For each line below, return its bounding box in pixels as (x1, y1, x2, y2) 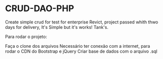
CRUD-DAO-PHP (5, 3, 74, 14)
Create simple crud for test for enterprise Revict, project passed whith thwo (5, 19, 159, 25)
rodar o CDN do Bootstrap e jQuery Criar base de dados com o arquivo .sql (5, 48, 158, 54)
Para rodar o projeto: (5, 34, 47, 39)
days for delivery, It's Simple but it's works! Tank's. (5, 24, 108, 30)
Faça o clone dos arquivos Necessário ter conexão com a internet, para (5, 43, 150, 49)
